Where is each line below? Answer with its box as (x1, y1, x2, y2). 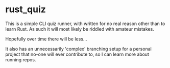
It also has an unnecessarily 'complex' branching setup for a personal (5, 46, 152, 52)
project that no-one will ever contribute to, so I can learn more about (5, 51, 150, 57)
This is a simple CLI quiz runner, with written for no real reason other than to (5, 20, 165, 27)
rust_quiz (5, 4, 46, 15)
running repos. (5, 56, 36, 62)
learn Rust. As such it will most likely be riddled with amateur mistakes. (5, 26, 154, 32)
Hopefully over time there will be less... (5, 36, 87, 42)
